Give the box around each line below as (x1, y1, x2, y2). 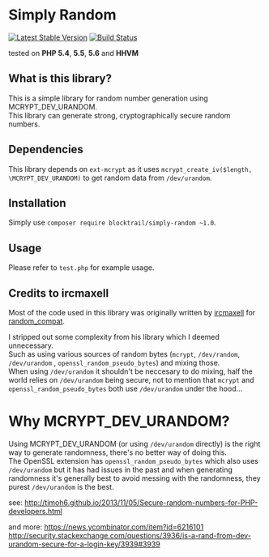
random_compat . (8, 316, 65, 326)
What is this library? (8, 71, 112, 86)
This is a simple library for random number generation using (8, 93, 208, 103)
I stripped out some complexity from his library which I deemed (8, 332, 220, 341)
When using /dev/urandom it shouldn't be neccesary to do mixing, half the (8, 366, 254, 376)
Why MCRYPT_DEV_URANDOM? (8, 412, 230, 431)
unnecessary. (8, 341, 54, 350)
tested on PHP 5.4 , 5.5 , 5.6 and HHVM (8, 48, 139, 58)
